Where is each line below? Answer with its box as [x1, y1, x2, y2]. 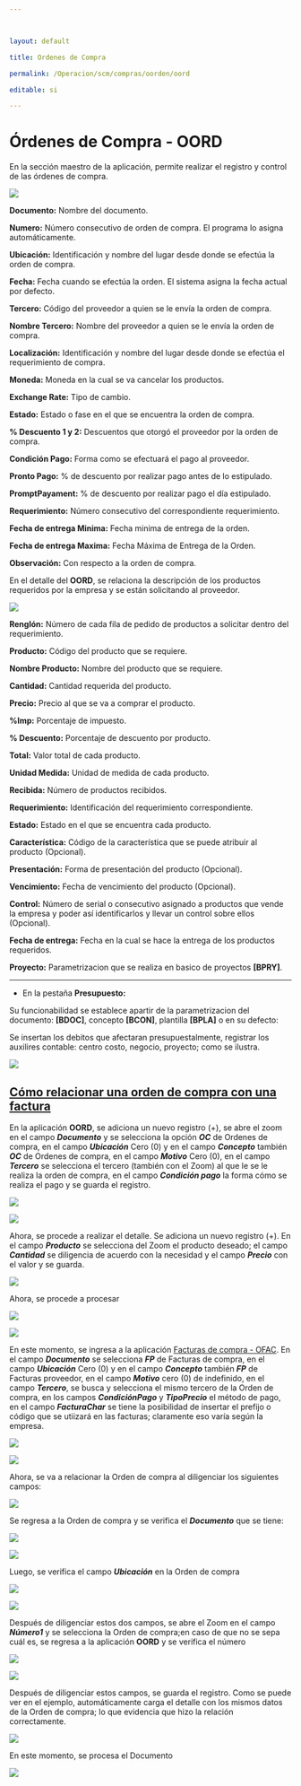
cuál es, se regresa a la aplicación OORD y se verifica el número [9, 1636, 246, 1647]
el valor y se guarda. [9, 1259, 85, 1269]
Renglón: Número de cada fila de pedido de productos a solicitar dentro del [9, 619, 289, 630]
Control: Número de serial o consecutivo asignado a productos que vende [9, 899, 284, 910]
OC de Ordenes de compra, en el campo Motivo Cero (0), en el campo [9, 1151, 271, 1162]
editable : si [9, 85, 58, 94]
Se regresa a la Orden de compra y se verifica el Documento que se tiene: [9, 1515, 284, 1526]
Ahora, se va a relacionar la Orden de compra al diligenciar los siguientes [9, 1472, 279, 1482]
